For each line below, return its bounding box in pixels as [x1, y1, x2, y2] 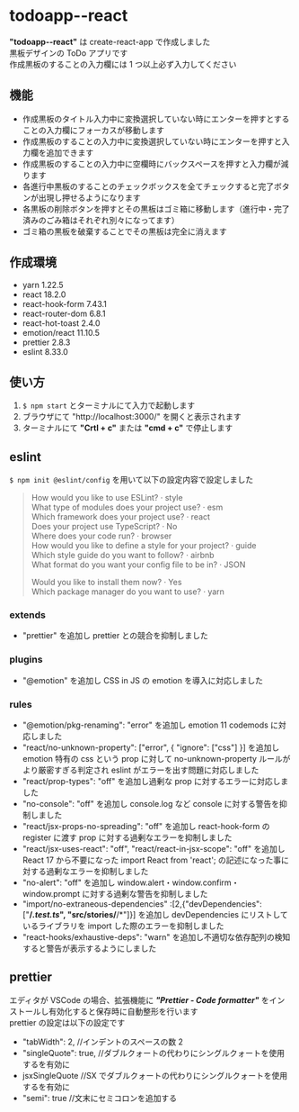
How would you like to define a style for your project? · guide [31, 540, 257, 551]
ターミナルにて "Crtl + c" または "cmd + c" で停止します [22, 422, 233, 433]
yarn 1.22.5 [22, 279, 65, 290]
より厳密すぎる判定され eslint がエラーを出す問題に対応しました [22, 764, 259, 775]
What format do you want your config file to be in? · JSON [31, 559, 246, 570]
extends [9, 609, 47, 621]
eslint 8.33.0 [22, 346, 69, 357]
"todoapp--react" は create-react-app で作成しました [9, 36, 211, 47]
